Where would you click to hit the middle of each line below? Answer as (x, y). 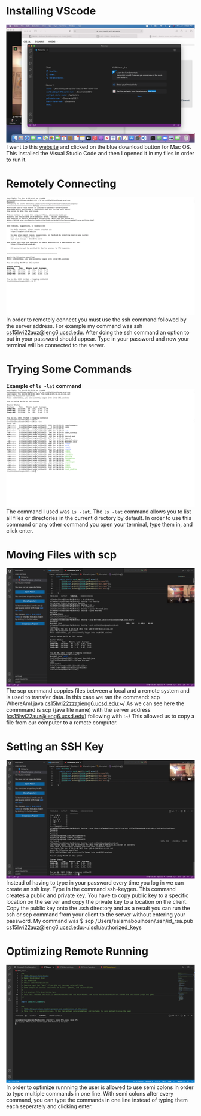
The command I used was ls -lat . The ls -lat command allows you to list (99, 512)
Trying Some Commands (69, 369)
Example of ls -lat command (44, 386)
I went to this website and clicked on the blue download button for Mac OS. (99, 147)
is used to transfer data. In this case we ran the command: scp (83, 697)
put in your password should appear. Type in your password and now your (98, 339)
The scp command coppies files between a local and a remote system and (98, 690)
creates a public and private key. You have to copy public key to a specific (98, 895)
